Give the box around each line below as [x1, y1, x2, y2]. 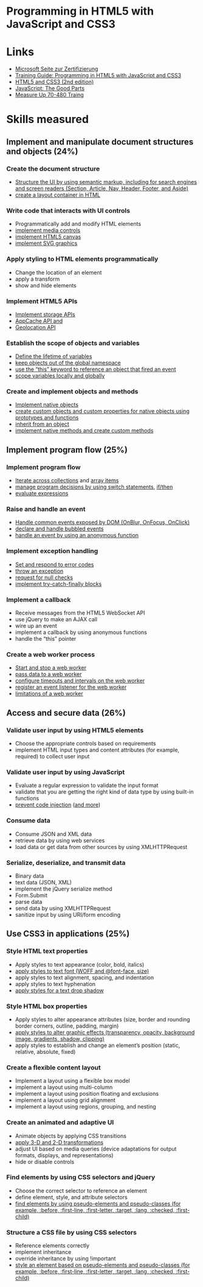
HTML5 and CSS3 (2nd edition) [15, 78, 94, 86]
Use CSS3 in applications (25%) [6, 929, 130, 939]
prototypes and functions [15, 414, 79, 421]
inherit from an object [15, 420, 70, 428]
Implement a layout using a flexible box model [15, 1077, 130, 1085]
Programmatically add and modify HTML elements [15, 220, 142, 228]
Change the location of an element [15, 269, 102, 276]
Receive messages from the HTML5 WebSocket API [15, 609, 145, 616]
